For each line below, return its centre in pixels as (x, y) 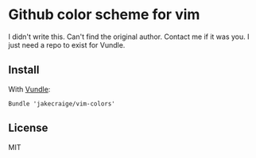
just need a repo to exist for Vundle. (67, 44)
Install (24, 70)
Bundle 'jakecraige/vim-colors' (62, 104)
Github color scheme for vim (104, 15)
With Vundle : (29, 89)
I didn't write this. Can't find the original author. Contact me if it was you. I (129, 37)
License (28, 128)
